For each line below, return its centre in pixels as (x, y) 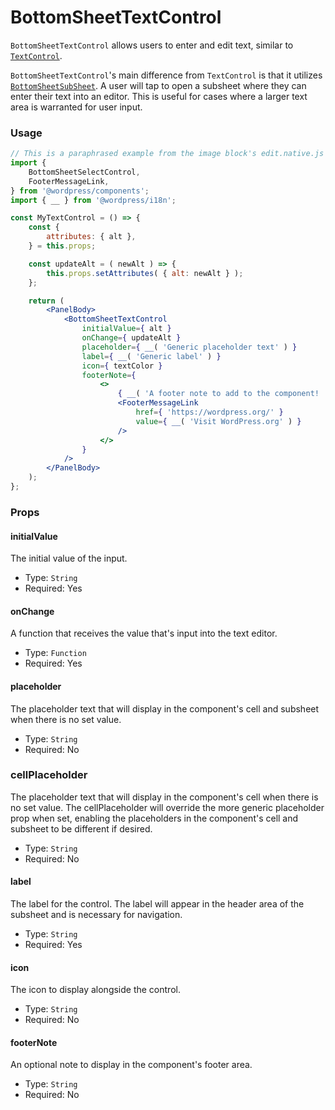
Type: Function (55, 653)
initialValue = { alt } (126, 329)
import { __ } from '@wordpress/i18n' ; (93, 200)
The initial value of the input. (69, 558)
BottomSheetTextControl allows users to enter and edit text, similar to (152, 45)
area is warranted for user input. (76, 107)
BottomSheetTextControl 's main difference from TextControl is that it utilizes (166, 75)
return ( (46, 301)
